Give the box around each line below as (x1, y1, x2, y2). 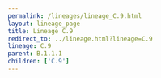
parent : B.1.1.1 (7, 50, 62, 58)
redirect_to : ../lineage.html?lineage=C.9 (7, 34, 153, 43)
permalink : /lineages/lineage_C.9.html (7, 11, 142, 20)
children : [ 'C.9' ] (7, 58, 70, 66)
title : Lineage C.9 (7, 27, 74, 35)
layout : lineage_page (7, 19, 81, 28)
